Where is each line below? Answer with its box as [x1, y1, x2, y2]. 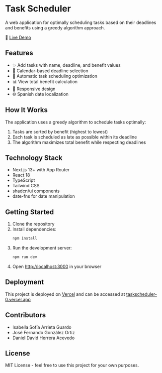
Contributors [5, 311, 46, 319]
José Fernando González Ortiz [12, 329, 75, 335]
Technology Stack [5, 153, 63, 162]
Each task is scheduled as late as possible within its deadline [12, 134, 137, 140]
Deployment [5, 278, 44, 286]
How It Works [5, 106, 48, 115]
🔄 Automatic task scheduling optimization [12, 73, 98, 79]
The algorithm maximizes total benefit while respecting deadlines [12, 139, 146, 145]
